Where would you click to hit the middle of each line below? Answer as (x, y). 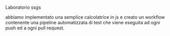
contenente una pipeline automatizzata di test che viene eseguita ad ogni (83, 23)
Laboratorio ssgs (23, 7)
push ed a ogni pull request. (35, 28)
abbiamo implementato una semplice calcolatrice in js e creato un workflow (85, 17)
